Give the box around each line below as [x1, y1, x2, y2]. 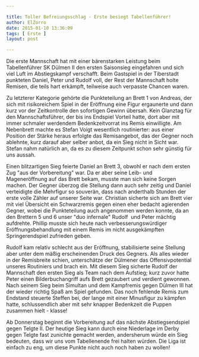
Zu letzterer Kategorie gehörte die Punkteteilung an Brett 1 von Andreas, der [6, 95, 192, 102]
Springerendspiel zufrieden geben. [6, 233, 92, 240]
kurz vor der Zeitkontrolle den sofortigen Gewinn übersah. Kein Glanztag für [6, 107, 192, 114]
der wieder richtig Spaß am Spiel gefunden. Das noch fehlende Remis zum [6, 288, 189, 295]
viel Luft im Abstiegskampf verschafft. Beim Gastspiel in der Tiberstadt [6, 70, 179, 77]
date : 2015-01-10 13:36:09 [6, 25, 73, 31]
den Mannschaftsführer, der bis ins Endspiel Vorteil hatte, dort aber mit [6, 114, 180, 121]
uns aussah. [6, 151, 36, 158]
